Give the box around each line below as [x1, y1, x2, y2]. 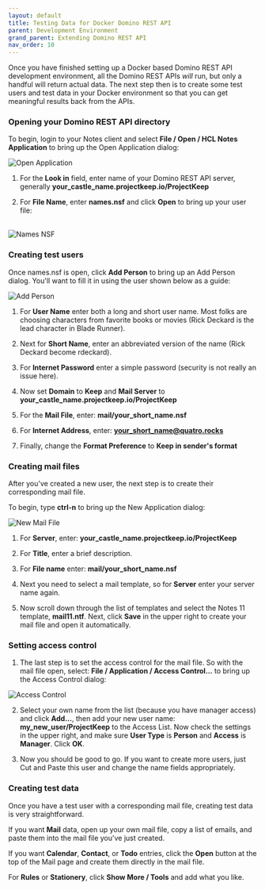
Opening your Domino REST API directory [8, 117, 171, 128]
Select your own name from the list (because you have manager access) [19, 705, 256, 715]
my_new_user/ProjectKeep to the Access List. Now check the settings [19, 723, 252, 732]
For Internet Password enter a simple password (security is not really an [19, 363, 257, 372]
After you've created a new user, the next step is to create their [8, 479, 214, 489]
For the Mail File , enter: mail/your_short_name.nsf [19, 410, 187, 420]
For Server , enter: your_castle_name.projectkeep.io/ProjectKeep [19, 533, 237, 543]
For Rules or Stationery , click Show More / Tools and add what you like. [8, 872, 244, 881]
